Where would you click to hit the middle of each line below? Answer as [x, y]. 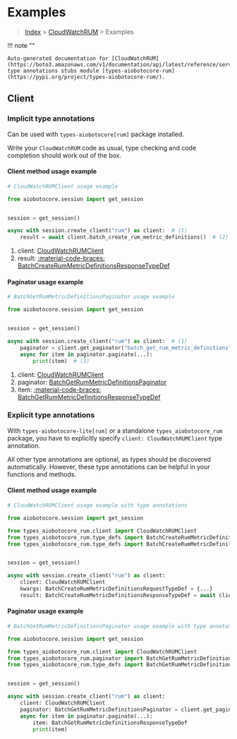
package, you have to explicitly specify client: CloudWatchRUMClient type [115, 438]
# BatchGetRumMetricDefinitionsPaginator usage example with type [107, 626]
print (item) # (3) [61, 361]
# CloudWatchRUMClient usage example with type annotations [98, 505]
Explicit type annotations [51, 415]
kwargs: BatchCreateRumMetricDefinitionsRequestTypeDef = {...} [116, 589]
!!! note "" [21, 45]
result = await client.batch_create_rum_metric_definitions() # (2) [124, 237]
